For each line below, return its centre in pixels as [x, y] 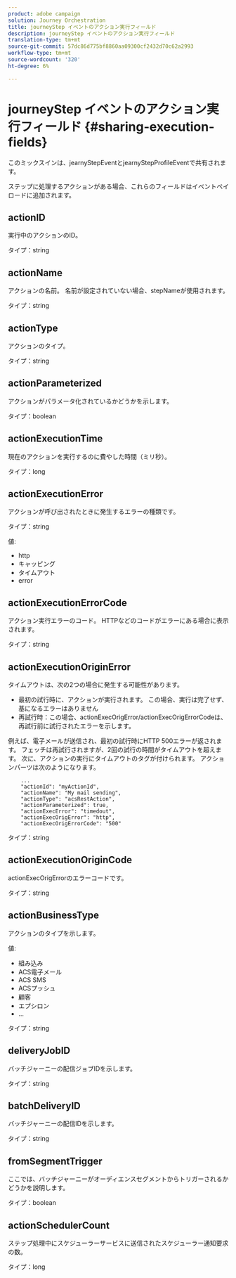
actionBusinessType [53, 916]
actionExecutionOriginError [70, 667]
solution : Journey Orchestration [57, 20]
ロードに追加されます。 [42, 195]
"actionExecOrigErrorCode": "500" [71, 824]
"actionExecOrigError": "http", [68, 818]
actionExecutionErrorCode [67, 603]
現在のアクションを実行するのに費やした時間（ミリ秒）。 [90, 456]
